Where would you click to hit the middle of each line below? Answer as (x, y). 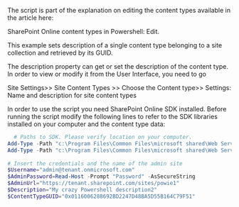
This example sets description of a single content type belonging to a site (115, 45)
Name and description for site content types (72, 95)
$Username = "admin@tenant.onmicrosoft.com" (71, 170)
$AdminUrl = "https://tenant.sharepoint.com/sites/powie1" (94, 184)
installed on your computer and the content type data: (86, 124)
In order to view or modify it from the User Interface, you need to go (107, 74)
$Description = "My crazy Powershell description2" (83, 190)
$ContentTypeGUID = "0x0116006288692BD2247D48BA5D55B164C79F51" (101, 196)
